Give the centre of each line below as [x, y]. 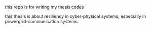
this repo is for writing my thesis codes [45, 7]
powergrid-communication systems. [42, 22]
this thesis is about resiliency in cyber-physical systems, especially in [76, 16]
